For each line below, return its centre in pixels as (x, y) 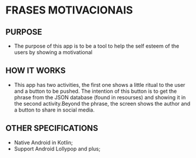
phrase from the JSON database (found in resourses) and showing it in (100, 97)
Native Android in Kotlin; (43, 142)
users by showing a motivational (53, 52)
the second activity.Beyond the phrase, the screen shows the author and (102, 103)
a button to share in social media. (54, 110)
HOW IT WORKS (36, 71)
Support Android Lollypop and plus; (57, 149)
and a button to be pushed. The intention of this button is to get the (95, 91)
